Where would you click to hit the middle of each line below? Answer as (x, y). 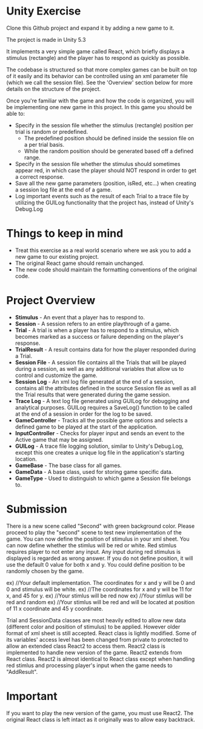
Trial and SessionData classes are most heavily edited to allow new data (96, 620)
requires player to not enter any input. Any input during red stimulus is (93, 551)
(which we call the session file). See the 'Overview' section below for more (99, 82)
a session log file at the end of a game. (63, 190)
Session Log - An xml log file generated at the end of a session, (95, 381)
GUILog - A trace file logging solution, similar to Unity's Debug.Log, (99, 446)
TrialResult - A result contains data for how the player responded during (105, 349)
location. (26, 459)
